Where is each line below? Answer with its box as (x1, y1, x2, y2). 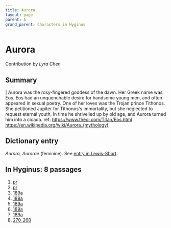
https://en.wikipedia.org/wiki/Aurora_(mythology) (5, 122, 109, 128)
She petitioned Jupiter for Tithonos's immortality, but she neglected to (5, 106, 153, 112)
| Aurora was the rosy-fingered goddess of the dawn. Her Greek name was (5, 89, 163, 95)
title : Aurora (5, 7, 36, 13)
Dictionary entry (5, 137, 59, 146)
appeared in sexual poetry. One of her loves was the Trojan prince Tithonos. (5, 100, 165, 106)
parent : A (5, 17, 27, 22)
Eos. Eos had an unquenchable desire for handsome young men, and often (5, 95, 162, 100)
